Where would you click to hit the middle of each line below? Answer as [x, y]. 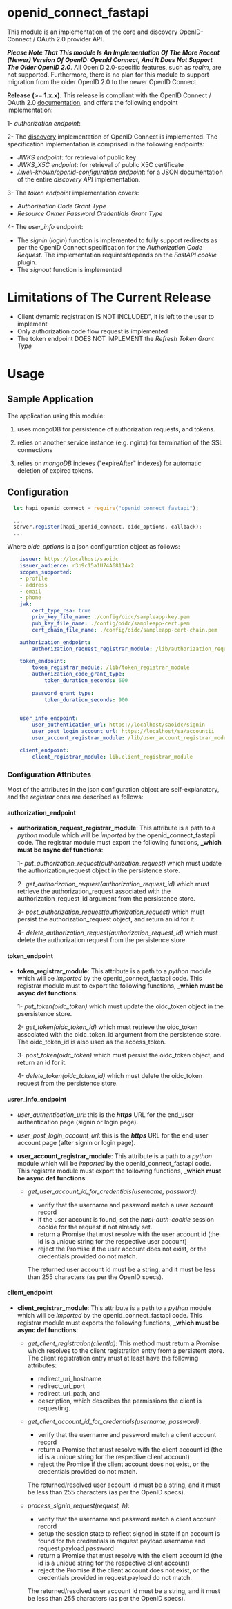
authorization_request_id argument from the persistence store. [106, 899]
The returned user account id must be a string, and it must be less [122, 1269]
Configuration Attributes [49, 774]
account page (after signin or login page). [76, 1142]
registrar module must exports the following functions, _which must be [118, 1323]
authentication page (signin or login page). [78, 1122]
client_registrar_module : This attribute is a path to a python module [114, 1308]
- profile [34, 578]
